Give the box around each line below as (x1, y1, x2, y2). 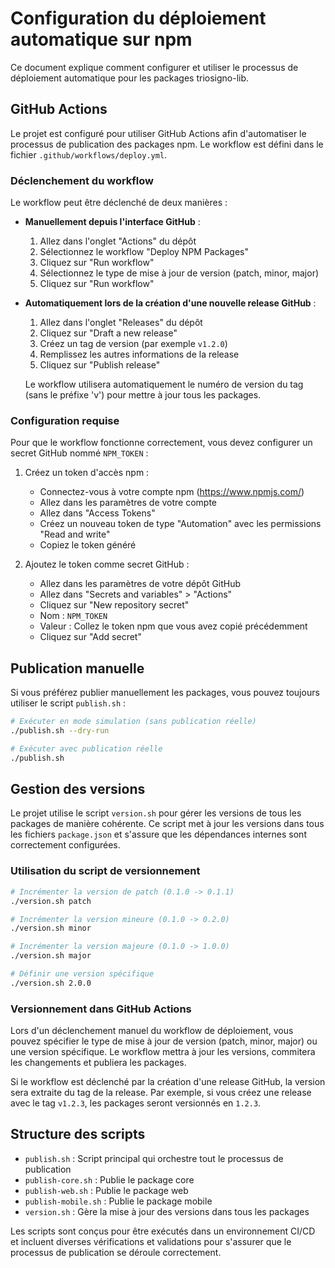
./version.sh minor (10, 923, 92, 934)
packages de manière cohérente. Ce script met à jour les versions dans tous (10, 818, 325, 830)
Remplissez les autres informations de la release (39, 348, 240, 361)
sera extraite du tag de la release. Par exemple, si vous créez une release (10, 1087, 312, 1099)
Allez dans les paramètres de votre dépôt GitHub (39, 578, 242, 590)
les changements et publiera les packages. (10, 1057, 187, 1069)
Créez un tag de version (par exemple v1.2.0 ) (39, 338, 228, 350)
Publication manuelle (10, 660, 145, 677)
